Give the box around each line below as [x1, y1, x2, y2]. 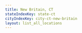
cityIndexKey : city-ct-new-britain [5, 16, 78, 21]
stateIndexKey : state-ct [5, 12, 56, 16]
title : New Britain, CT [5, 7, 54, 12]
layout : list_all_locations [5, 20, 62, 26]
